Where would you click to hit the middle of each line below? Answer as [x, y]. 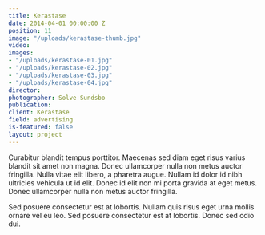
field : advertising [41, 120]
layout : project [35, 134]
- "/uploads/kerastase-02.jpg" [60, 68]
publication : [30, 105]
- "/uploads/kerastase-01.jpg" [60, 61]
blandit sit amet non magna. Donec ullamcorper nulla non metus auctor [125, 165]
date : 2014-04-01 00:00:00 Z [57, 23]
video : [19, 46]
